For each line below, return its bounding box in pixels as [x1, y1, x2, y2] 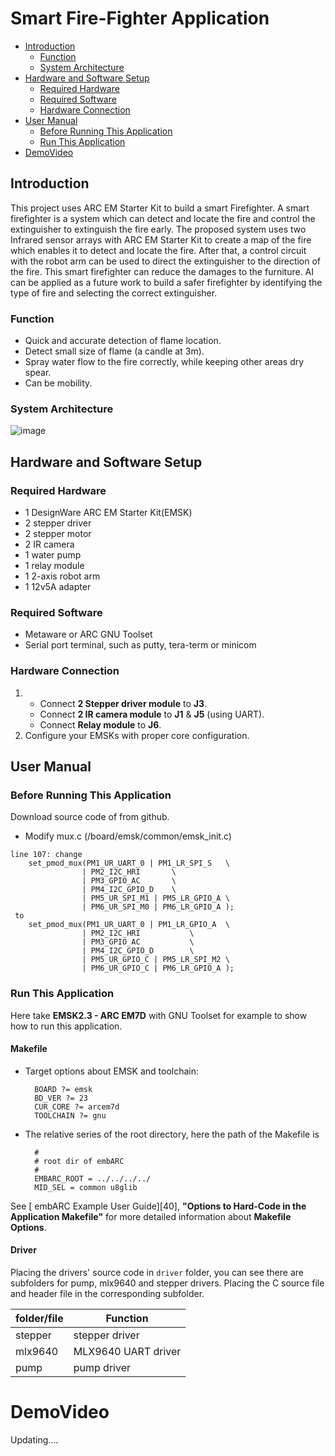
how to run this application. [10, 1020, 123, 1032]
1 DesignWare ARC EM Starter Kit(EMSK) [24, 507, 193, 519]
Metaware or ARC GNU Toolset [24, 628, 153, 641]
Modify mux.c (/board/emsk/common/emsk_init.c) [24, 830, 232, 842]
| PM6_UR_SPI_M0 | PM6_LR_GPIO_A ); [81, 902, 235, 912]
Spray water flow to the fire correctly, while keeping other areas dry [24, 356, 305, 368]
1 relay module [24, 560, 85, 572]
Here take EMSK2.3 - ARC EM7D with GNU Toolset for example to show [10, 1009, 308, 1021]
